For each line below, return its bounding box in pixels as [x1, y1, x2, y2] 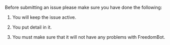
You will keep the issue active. [12, 14, 77, 20]
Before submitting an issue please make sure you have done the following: [5, 5, 162, 10]
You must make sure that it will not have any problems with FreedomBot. [12, 34, 165, 40]
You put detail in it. [12, 24, 52, 30]
